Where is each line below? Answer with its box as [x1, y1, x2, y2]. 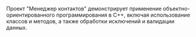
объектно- [162, 5, 190, 12]
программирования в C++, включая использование [56, 11, 191, 18]
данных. [6, 24, 27, 31]
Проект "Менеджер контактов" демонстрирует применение [6, 5, 162, 12]
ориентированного [6, 11, 55, 18]
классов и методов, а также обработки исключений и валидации [6, 18, 175, 24]
